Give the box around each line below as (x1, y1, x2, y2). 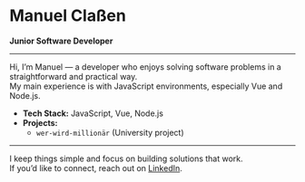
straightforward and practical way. (9, 71, 138, 81)
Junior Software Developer (9, 35, 113, 46)
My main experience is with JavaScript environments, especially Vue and (9, 81, 283, 91)
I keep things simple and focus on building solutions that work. (9, 153, 243, 164)
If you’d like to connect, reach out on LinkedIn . (9, 162, 183, 173)
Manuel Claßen (9, 5, 127, 26)
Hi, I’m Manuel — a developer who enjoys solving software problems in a (9, 61, 281, 72)
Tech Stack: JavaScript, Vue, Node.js (22, 108, 163, 119)
